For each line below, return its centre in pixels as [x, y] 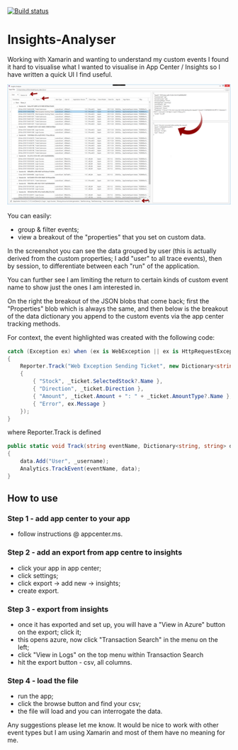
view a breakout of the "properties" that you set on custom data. [112, 237]
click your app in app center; [59, 568]
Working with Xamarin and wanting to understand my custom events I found [118, 59]
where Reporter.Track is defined [54, 432]
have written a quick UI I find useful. [60, 74]
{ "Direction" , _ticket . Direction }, [88, 389]
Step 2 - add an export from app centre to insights [95, 552]
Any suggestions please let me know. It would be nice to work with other [113, 725]
